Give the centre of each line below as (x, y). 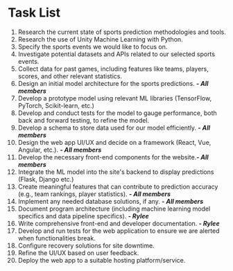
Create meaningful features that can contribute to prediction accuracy (118, 186)
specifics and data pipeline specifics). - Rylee (83, 216)
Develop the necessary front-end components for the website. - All (113, 157)
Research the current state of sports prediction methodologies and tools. (122, 32)
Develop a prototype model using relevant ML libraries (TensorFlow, (115, 98)
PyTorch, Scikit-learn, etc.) (56, 105)
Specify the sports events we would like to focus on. (93, 46)
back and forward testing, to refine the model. (84, 120)
